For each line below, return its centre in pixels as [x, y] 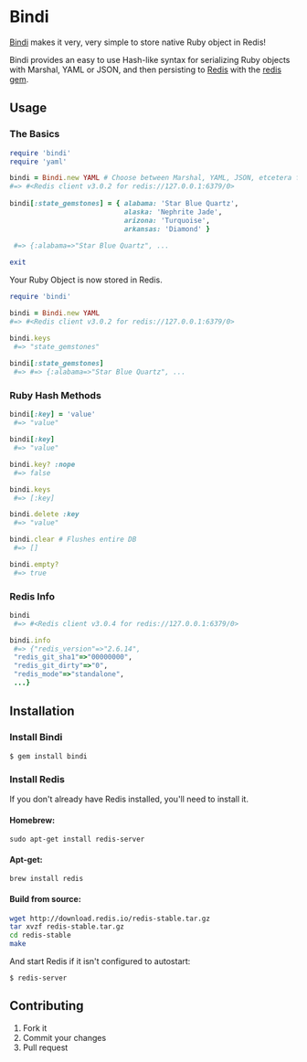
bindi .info [30, 640]
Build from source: [46, 898]
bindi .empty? [34, 564]
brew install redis [47, 879]
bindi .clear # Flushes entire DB [73, 540]
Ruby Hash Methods [56, 396]
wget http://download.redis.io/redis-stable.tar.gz [110, 919]
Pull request [45, 1047]
